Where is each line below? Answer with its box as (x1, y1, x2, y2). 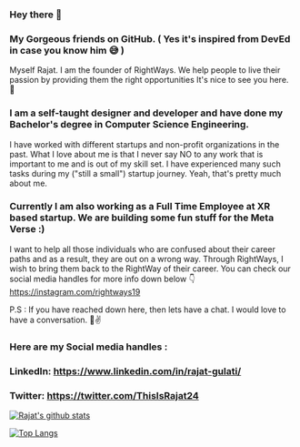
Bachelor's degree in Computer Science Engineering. (9, 118, 250, 131)
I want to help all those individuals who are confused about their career (9, 243, 275, 254)
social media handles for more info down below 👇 (9, 273, 195, 284)
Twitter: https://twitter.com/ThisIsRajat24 (9, 389, 200, 401)
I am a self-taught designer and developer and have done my (9, 107, 284, 119)
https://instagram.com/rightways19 (9, 286, 141, 297)
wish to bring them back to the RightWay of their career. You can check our (9, 263, 291, 274)
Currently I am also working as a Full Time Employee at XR (9, 200, 271, 213)
